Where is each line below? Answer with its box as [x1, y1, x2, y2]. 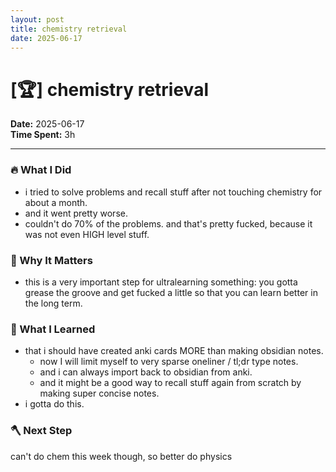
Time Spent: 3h [10, 129, 76, 141]
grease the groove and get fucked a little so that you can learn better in [24, 286, 318, 298]
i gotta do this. [24, 398, 85, 410]
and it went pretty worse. [24, 207, 128, 219]
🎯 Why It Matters [10, 253, 93, 267]
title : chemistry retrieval [10, 24, 128, 34]
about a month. [24, 196, 88, 208]
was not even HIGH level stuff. [24, 228, 150, 240]
